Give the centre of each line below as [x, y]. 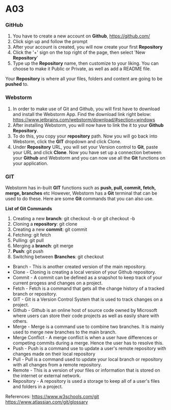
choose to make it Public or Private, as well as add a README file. [82, 69]
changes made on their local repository [54, 354]
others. [20, 321]
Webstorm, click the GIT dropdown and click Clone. [67, 141]
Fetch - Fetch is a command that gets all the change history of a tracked [89, 288]
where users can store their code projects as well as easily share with [86, 316]
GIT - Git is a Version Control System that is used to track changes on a [88, 299]
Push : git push [28, 251]
